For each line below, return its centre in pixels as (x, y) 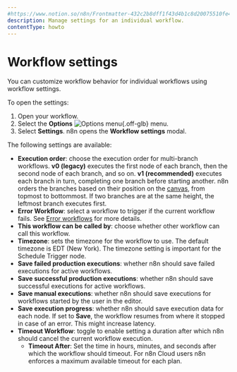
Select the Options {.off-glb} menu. (93, 124)
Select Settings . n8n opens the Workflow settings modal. (102, 131)
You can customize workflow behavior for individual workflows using (107, 81)
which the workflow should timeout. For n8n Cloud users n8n (117, 354)
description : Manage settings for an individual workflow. (96, 20)
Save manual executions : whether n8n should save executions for (114, 294)
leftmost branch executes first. (62, 204)
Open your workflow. (48, 116)
